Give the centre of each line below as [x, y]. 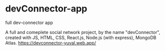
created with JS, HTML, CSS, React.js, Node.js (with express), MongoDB [81, 37]
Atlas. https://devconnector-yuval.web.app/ [51, 42]
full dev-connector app [29, 22]
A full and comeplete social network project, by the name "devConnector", [83, 32]
